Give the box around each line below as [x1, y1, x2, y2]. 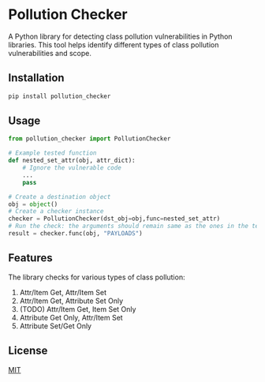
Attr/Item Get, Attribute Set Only [19, 296, 124, 305]
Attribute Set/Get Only [19, 321, 92, 331]
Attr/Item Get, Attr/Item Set [19, 287, 107, 297]
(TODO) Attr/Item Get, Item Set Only [19, 304, 136, 313]
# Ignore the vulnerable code [22, 164, 122, 172]
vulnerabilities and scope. [8, 48, 92, 58]
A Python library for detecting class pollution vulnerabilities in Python [8, 32, 233, 41]
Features [8, 251, 53, 265]
